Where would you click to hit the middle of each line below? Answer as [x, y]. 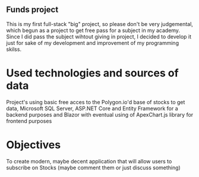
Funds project [32, 10]
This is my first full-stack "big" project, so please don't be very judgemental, [99, 24]
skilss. [14, 49]
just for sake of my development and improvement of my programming [93, 43]
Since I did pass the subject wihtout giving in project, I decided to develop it [99, 36]
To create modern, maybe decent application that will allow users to [89, 161]
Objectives [34, 145]
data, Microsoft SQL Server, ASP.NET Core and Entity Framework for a [92, 108]
